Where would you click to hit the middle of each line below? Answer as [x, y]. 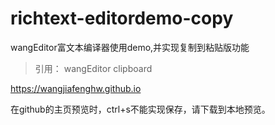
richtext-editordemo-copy [122, 18]
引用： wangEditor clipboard [93, 68]
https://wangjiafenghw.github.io [76, 88]
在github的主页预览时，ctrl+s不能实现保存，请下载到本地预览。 [140, 109]
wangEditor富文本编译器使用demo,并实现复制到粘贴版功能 [130, 47]
